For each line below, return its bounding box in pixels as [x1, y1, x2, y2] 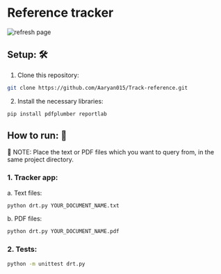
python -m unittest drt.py [7, 260, 85, 267]
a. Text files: [7, 188, 42, 197]
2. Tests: [7, 245, 38, 255]
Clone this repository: [17, 71, 79, 79]
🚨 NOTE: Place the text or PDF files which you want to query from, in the [7, 148, 214, 156]
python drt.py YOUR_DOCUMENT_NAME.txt [7, 202, 120, 209]
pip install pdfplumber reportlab [7, 110, 108, 118]
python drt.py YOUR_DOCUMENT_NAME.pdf [7, 228, 120, 235]
